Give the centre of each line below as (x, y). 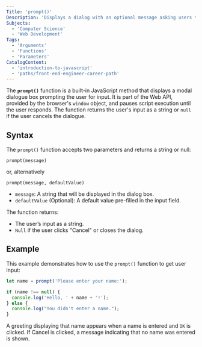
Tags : (13, 40)
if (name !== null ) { (33, 292)
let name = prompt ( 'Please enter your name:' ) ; (67, 281)
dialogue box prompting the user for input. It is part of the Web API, (90, 97)
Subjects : (19, 23)
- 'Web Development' (37, 34)
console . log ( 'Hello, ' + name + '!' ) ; (60, 298)
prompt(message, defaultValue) (45, 183)
